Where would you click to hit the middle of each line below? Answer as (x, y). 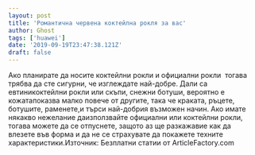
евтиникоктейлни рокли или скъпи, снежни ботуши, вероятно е (116, 92)
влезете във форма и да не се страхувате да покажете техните (116, 134)
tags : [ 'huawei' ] (37, 38)
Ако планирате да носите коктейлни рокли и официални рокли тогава (128, 75)
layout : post (30, 15)
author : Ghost (32, 30)
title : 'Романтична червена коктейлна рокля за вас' (97, 23)
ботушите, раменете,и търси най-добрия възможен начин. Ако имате (127, 109)
